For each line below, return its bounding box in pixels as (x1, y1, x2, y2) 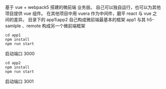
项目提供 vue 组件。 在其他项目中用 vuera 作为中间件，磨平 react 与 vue (5, 10, 152, 16)
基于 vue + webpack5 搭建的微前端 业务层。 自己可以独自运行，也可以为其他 (5, 4, 161, 10)
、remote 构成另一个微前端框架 (22, 23, 85, 29)
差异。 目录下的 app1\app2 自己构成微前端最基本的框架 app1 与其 (13, 17, 146, 22)
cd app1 (5, 33, 21, 38)
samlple (5, 23, 21, 29)
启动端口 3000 (5, 51, 35, 56)
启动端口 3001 (5, 79, 34, 84)
